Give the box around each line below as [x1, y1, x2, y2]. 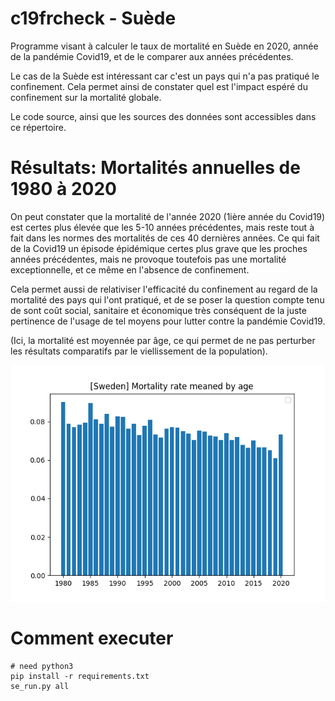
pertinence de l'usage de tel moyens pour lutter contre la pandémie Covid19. [10, 315, 326, 327]
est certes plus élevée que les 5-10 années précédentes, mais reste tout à [10, 221, 315, 233]
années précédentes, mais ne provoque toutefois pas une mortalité [10, 253, 287, 265]
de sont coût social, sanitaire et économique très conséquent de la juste [10, 304, 307, 316]
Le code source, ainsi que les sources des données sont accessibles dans [10, 110, 317, 122]
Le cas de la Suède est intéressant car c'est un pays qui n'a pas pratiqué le [10, 70, 320, 82]
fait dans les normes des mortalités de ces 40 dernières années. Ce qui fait [10, 232, 320, 244]
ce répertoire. [10, 121, 67, 133]
